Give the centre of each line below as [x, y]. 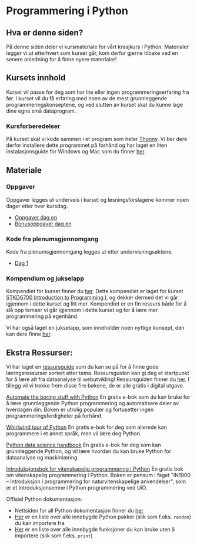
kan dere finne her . [29, 334]
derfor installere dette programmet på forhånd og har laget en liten [87, 145]
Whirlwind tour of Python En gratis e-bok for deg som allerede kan [87, 427]
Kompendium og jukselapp [45, 278]
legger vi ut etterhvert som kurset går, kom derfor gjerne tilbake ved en [92, 53]
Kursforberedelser [33, 126]
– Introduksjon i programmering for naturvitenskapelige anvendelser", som [96, 481]
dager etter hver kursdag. [37, 206]
